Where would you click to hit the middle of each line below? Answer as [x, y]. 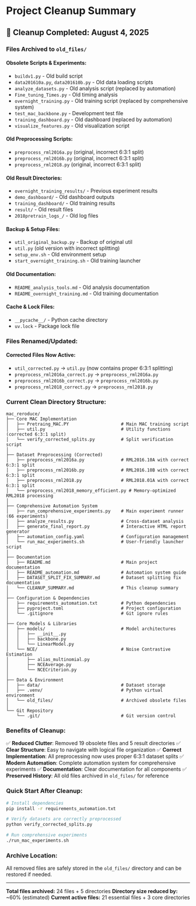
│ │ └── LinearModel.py [40, 645]
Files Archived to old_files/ [46, 49]
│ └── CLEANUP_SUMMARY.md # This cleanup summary [92, 588]
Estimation [19, 654]
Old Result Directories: [34, 178]
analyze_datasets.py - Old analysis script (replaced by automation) [95, 88]
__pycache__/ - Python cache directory [61, 319]
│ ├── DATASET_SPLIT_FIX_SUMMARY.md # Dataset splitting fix [94, 578]
